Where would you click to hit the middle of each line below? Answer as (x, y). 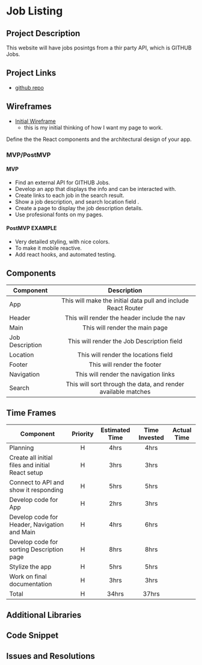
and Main (23, 532)
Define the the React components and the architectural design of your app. (99, 139)
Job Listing (35, 11)
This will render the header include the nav (125, 317)
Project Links (31, 73)
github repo (29, 87)
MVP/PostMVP (29, 155)
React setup (26, 472)
